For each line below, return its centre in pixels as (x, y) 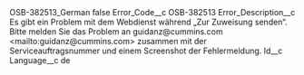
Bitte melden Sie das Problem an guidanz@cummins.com (117, 32)
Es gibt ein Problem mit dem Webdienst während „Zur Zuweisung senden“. (148, 22)
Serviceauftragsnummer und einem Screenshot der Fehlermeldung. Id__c (146, 51)
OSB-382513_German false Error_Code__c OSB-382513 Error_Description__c (152, 12)
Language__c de (40, 60)
